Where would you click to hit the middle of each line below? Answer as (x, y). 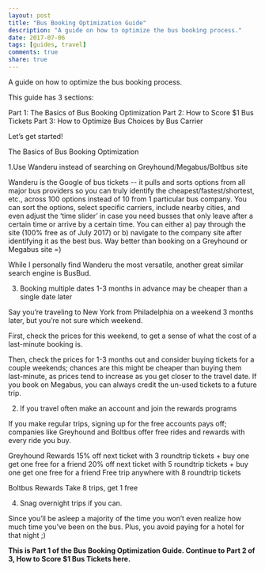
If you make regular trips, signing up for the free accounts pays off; (117, 423)
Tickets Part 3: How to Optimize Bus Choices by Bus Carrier (106, 121)
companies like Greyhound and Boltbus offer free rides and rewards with (127, 432)
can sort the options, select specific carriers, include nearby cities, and (124, 207)
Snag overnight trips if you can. (71, 503)
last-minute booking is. (45, 344)
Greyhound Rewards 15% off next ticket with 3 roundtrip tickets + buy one (129, 456)
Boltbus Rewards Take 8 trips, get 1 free (73, 487)
